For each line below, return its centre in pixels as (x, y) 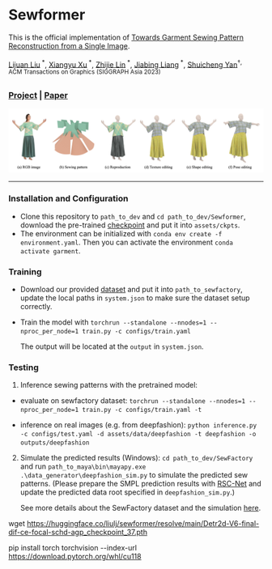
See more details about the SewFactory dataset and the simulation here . (140, 508)
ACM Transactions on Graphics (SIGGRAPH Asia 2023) (85, 72)
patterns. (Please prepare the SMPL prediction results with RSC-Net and (140, 484)
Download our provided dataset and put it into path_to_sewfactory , (131, 290)
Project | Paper (38, 96)
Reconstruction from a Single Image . (69, 45)
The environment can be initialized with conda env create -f (121, 233)
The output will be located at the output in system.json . (112, 346)
